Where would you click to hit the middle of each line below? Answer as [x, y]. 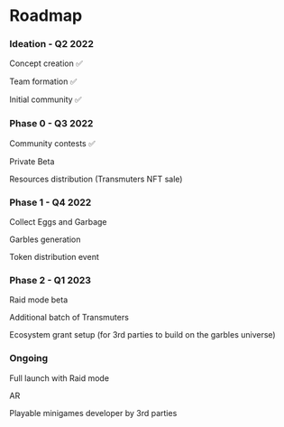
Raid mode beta [39, 300]
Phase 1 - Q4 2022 [50, 202]
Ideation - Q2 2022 [52, 44]
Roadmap [46, 16]
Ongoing [29, 358]
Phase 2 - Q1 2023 [50, 280]
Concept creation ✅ [46, 63]
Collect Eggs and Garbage [58, 222]
